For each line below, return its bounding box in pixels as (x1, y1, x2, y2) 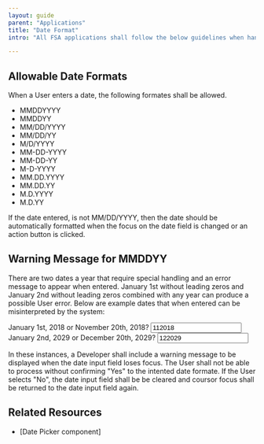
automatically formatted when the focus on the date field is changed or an (8, 221, 248, 231)
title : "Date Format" (8, 26, 79, 34)
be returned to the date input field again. (8, 383, 139, 392)
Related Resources (8, 406, 102, 420)
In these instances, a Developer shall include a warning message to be (8, 350, 236, 359)
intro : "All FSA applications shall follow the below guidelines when (8, 33, 244, 42)
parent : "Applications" (8, 19, 86, 27)
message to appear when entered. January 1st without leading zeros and (8, 281, 244, 291)
